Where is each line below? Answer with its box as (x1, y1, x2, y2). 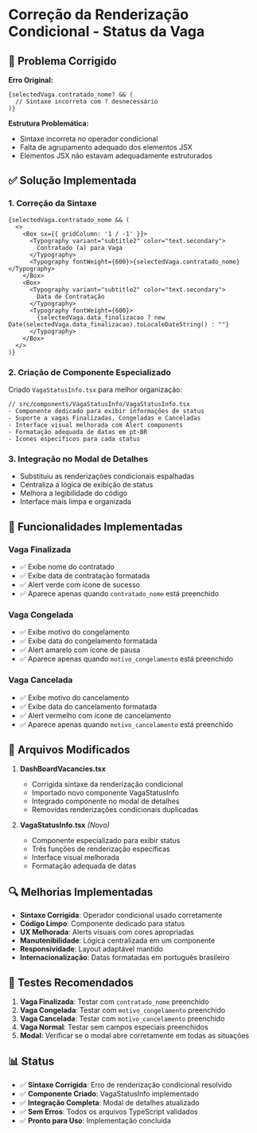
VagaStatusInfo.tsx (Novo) (19, 820, 110, 830)
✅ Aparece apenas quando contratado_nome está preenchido (19, 588, 220, 598)
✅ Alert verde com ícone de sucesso (19, 580, 141, 589)
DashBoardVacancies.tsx (19, 764, 106, 774)
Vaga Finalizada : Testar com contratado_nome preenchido (19, 997, 209, 1006)
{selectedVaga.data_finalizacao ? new (37, 313, 165, 322)
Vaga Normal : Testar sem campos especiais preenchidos (19, 1022, 208, 1032)
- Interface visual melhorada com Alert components (8, 420, 183, 429)
